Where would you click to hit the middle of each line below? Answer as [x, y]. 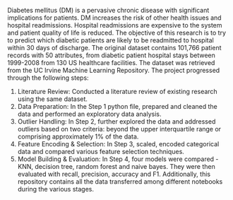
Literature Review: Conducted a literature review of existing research [117, 92]
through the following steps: [48, 78]
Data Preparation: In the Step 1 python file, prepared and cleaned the [117, 106]
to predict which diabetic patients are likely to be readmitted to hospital [110, 40]
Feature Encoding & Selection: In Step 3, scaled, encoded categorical [118, 144]
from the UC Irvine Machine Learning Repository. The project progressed [114, 70]
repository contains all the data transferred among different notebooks [120, 182]
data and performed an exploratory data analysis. [89, 114]
